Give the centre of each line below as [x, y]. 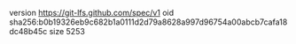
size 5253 [67, 31]
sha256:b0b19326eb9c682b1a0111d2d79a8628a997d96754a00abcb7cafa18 [148, 22]
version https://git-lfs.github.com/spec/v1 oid [92, 13]
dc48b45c [28, 31]
